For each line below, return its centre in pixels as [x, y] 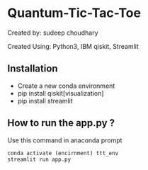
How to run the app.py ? [61, 123]
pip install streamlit [45, 101]
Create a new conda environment [66, 86]
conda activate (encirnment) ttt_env [63, 153]
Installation [33, 69]
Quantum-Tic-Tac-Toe [74, 13]
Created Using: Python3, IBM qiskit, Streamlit [73, 46]
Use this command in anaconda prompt [65, 140]
